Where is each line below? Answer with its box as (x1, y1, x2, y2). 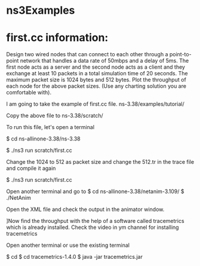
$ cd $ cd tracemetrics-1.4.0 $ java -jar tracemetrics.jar (6, 253, 143, 261)
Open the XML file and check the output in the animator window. (6, 206, 165, 213)
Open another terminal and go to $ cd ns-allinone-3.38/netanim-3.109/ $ (6, 188, 184, 195)
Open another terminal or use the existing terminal (6, 241, 130, 249)
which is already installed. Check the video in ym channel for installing (6, 224, 179, 231)
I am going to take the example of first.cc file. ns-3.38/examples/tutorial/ (6, 100, 184, 108)
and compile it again (6, 165, 56, 172)
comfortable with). (6, 89, 52, 96)
